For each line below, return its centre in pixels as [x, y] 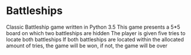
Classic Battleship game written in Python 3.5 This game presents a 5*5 [93, 27]
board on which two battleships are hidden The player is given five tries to [96, 33]
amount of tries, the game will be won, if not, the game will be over [87, 46]
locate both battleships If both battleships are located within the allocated [95, 39]
